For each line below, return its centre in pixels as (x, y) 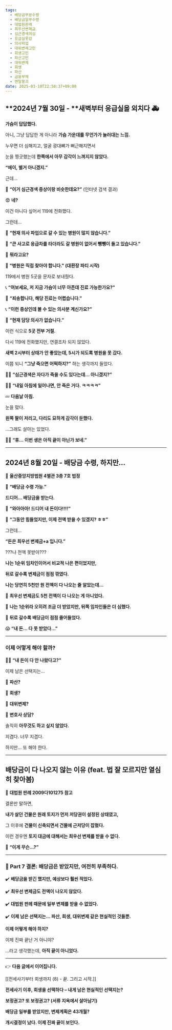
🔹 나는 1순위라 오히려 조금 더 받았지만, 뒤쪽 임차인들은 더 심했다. (68, 607)
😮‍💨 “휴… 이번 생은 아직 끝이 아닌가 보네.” (46, 440)
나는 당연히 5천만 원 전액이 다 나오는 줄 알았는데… (55, 585)
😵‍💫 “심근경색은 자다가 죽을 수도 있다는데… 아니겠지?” (59, 374)
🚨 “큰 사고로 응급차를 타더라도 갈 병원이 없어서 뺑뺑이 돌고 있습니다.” (73, 244)
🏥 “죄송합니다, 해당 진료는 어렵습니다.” (44, 299)
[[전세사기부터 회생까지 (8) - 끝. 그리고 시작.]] (51, 979)
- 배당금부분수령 (25, 15)
